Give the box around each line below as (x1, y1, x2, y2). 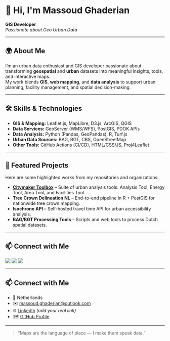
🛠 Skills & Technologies (5, 104, 82, 113)
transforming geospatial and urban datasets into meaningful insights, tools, (5, 68, 163, 74)
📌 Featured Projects (5, 161, 69, 169)
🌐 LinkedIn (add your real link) (12, 308, 76, 313)
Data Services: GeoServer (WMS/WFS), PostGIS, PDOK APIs (12, 125, 140, 132)
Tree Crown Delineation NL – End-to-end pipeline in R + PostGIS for (12, 195, 155, 201)
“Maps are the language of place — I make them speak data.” (17, 330, 146, 336)
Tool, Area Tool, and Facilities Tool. (12, 190, 86, 196)
